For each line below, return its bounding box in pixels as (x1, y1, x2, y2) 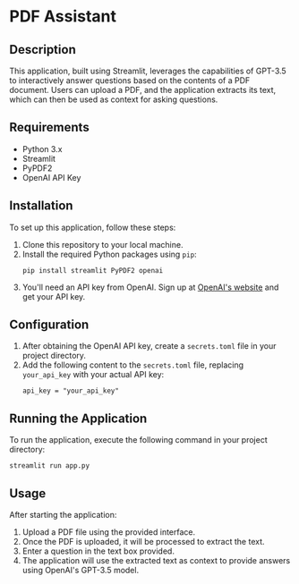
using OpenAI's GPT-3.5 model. (21, 565, 140, 576)
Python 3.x (21, 143, 63, 154)
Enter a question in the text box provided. (21, 546, 175, 556)
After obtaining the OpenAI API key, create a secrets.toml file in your (21, 341, 277, 351)
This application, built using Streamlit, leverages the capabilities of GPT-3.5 (9, 65, 286, 76)
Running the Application (9, 410, 148, 426)
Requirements (9, 120, 90, 135)
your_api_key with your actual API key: (21, 369, 165, 380)
